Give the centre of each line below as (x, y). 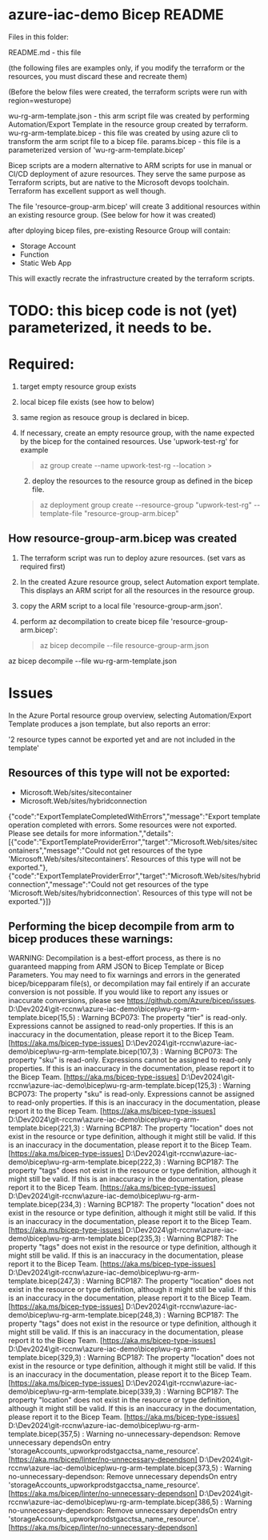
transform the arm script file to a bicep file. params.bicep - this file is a (124, 141)
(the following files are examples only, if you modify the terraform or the (127, 68)
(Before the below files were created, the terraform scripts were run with (128, 92)
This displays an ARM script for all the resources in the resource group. (137, 590)
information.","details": (136, 833)
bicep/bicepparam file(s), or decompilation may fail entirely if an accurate (129, 984)
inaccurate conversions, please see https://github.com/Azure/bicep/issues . (132, 1001)
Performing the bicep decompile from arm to (121, 927)
